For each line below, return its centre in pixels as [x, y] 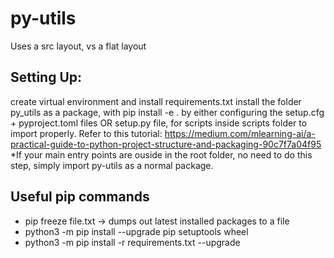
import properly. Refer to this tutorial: [86, 133]
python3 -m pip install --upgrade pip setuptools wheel [136, 231]
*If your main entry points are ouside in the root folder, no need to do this [161, 154]
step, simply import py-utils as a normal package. [112, 165]
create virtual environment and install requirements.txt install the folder [156, 101]
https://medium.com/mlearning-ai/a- [240, 133]
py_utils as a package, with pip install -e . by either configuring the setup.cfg [167, 112]
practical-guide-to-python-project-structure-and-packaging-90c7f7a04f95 [166, 144]
